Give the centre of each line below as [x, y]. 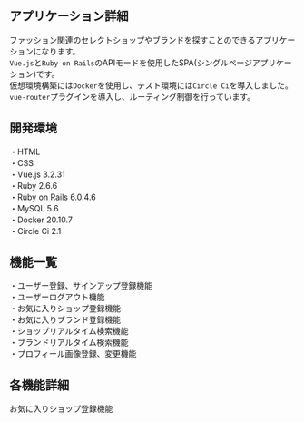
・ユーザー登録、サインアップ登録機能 [81, 286]
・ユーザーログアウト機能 [57, 297]
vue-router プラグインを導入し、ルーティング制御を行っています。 [132, 96]
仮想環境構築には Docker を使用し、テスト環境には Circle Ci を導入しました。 [151, 85]
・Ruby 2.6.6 [34, 185]
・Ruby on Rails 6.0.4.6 [53, 197]
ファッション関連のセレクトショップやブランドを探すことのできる [132, 40]
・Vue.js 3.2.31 [37, 174]
